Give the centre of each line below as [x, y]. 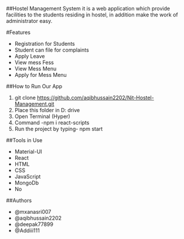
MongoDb [27, 183]
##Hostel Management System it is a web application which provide [88, 9]
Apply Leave [30, 56]
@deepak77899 [34, 224]
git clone [25, 97]
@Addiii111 [27, 230]
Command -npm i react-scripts [52, 122]
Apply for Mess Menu [41, 75]
